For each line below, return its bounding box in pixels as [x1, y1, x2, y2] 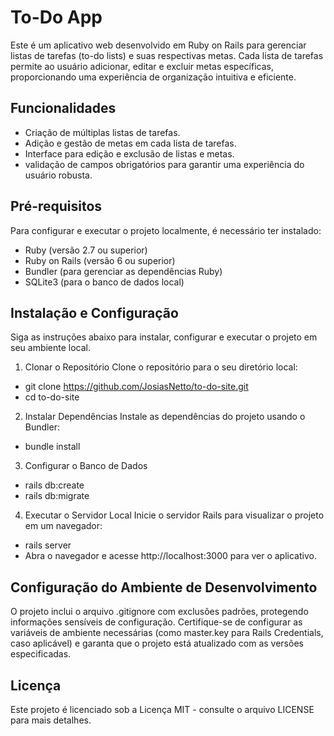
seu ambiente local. [10, 342, 92, 354]
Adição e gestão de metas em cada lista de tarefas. [24, 137, 237, 149]
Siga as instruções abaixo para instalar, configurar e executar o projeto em [10, 331, 318, 343]
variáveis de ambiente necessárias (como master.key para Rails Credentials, [10, 627, 324, 639]
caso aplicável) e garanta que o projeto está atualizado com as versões [10, 637, 304, 650]
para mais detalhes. [10, 714, 92, 726]
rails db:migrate [24, 490, 90, 502]
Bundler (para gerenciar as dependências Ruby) [24, 265, 223, 277]
